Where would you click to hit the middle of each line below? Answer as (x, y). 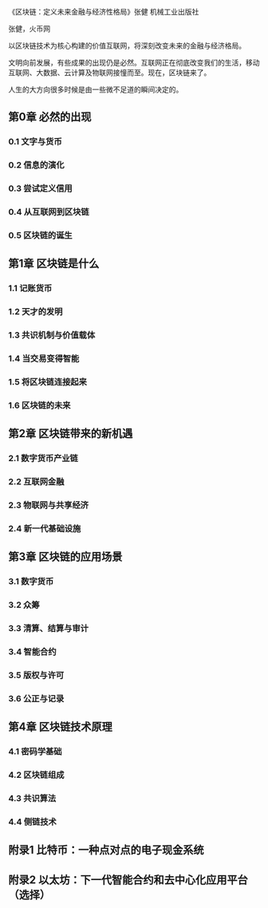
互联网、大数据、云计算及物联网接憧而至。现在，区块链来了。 (110, 73)
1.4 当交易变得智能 (44, 359)
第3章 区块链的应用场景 (65, 557)
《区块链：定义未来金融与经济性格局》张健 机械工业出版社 (104, 12)
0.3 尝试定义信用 (41, 188)
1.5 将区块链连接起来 (48, 382)
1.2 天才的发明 (35, 312)
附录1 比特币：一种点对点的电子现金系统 (106, 850)
